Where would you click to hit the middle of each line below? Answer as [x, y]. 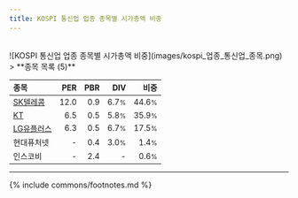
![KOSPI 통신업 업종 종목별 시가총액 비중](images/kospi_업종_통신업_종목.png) [146, 55]
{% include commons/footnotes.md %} [81, 185]
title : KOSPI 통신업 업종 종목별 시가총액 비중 [86, 19]
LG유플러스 [32, 128]
